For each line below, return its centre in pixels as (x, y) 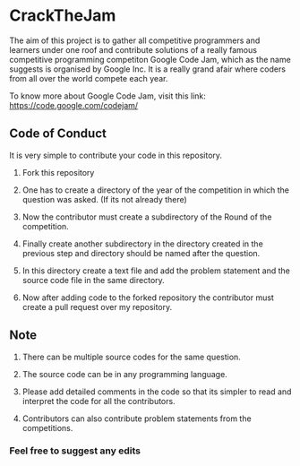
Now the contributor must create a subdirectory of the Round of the (147, 217)
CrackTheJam (63, 16)
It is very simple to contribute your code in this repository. (116, 155)
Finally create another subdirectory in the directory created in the (143, 244)
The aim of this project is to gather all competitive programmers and (135, 40)
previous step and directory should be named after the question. (141, 253)
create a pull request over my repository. (97, 306)
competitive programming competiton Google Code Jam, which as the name (150, 59)
